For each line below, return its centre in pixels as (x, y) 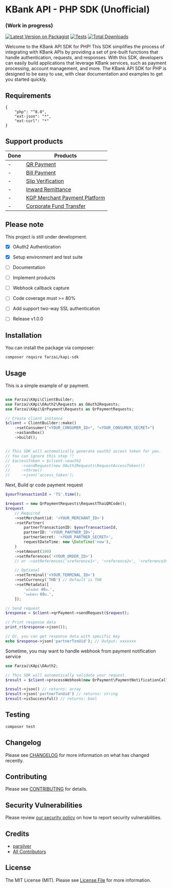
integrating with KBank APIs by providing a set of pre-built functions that (82, 52)
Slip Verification (45, 181)
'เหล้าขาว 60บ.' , (39, 594)
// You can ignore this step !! (40, 456)
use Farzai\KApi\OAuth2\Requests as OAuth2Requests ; (63, 404)
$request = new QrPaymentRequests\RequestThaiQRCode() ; (66, 504)
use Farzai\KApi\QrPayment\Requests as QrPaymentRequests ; (70, 409)
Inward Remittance (49, 190)
